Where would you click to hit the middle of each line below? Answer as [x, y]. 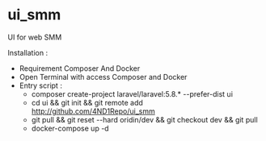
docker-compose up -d [70, 128]
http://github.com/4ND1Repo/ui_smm [93, 111]
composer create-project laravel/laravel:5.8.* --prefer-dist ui [132, 93]
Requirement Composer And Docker [80, 68]
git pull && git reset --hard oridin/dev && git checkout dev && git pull [144, 119]
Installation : [28, 52]
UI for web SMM [35, 37]
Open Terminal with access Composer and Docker [103, 77]
